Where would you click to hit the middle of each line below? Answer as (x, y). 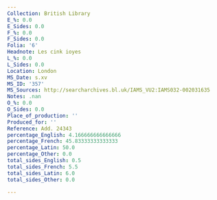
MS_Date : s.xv (27, 77)
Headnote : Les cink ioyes (44, 52)
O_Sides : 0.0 (26, 109)
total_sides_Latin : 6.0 (41, 173)
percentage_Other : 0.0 (39, 154)
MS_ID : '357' (26, 84)
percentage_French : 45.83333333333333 (62, 142)
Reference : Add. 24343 (39, 129)
